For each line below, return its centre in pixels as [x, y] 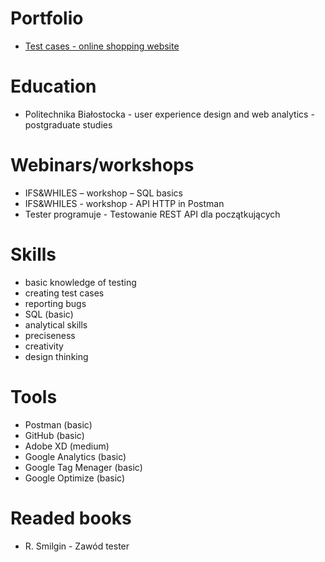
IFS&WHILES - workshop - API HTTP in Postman [124, 203]
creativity [44, 346]
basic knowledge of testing [80, 282]
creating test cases [64, 293]
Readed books [71, 518]
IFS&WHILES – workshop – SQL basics [103, 193]
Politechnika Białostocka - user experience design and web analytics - [169, 114]
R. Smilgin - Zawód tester [77, 546]
